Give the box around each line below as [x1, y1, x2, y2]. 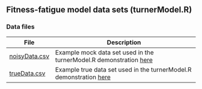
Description [106, 38, 141, 47]
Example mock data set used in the [55, 48, 155, 56]
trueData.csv [9, 69, 46, 77]
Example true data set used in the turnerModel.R [55, 65, 192, 73]
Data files [6, 23, 35, 31]
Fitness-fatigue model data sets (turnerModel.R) [6, 5, 192, 15]
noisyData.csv [9, 52, 50, 60]
